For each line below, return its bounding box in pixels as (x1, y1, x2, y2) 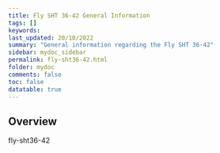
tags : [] (8, 19, 37, 27)
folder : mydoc (8, 63, 55, 71)
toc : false (8, 78, 44, 86)
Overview (8, 114, 58, 128)
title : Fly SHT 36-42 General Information (8, 11, 150, 20)
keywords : (8, 26, 41, 34)
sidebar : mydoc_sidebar (8, 48, 87, 56)
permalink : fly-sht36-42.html (8, 56, 108, 64)
